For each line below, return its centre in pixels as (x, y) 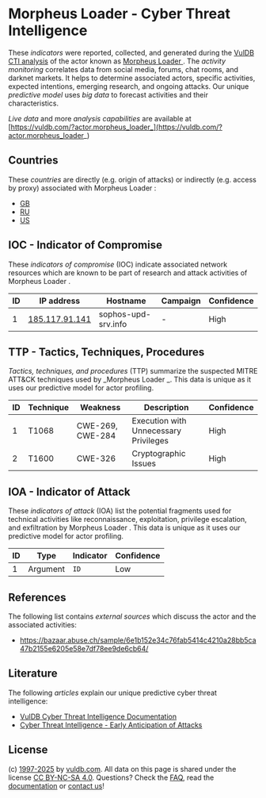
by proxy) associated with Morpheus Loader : (82, 188)
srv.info (113, 324)
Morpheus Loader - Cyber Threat (120, 14)
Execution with (159, 421)
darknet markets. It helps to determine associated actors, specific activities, (132, 78)
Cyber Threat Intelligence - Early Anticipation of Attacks (111, 725)
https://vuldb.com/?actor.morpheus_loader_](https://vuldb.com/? (117, 127)
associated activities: (43, 625)
